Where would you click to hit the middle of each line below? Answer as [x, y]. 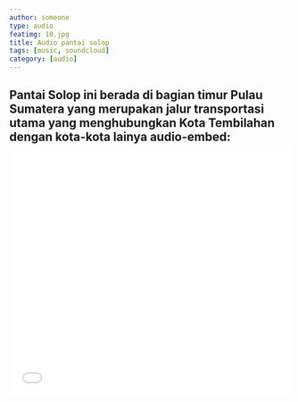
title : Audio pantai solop [59, 42]
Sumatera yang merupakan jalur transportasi [137, 109]
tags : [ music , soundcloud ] [59, 51]
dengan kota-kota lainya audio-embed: [120, 137]
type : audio [31, 26]
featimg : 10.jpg [39, 34]
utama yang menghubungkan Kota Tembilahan [142, 123]
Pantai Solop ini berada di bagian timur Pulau [136, 95]
